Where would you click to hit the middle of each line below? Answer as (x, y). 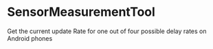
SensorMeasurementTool (81, 12)
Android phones (30, 38)
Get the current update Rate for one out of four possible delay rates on (107, 31)
